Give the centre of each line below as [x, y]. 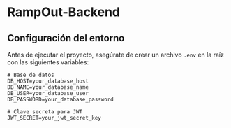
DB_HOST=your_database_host [48, 81]
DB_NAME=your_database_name [48, 87]
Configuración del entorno [66, 38]
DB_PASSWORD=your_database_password [60, 99]
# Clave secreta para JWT [45, 112]
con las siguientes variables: [48, 62]
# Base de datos [31, 75]
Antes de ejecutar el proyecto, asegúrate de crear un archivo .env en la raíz [116, 55]
